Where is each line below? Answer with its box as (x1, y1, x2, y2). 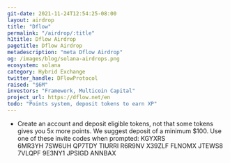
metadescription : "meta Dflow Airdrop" (7, 49, 123, 56)
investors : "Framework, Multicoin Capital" (7, 87, 136, 94)
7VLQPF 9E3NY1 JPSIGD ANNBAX (17, 148, 116, 157)
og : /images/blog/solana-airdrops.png (7, 55, 120, 62)
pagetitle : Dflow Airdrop (7, 42, 82, 49)
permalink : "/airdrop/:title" (7, 29, 95, 37)
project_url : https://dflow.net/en (7, 94, 111, 101)
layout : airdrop (7, 17, 54, 24)
